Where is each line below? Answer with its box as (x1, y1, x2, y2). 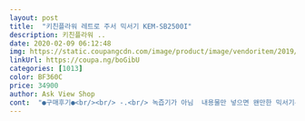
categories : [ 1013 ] (9, 65, 84, 74)
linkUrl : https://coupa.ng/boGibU (9, 55, 141, 65)
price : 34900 (9, 81, 59, 90)
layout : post (9, 13, 59, 23)
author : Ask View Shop (9, 89, 95, 98)
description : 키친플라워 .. (9, 30, 106, 39)
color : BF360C (9, 73, 64, 82)
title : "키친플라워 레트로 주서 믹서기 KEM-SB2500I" (9, 22, 192, 31)
